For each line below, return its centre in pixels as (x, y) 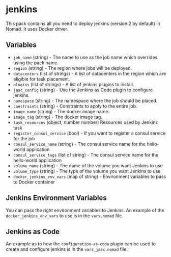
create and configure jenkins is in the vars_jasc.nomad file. (67, 249)
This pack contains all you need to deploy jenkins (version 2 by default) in (83, 23)
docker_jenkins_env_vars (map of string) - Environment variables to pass (90, 176)
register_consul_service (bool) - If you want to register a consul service (89, 133)
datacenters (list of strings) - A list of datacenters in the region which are (90, 73)
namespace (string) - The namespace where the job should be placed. (85, 100)
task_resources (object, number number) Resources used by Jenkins (85, 122)
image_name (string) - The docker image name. (61, 111)
